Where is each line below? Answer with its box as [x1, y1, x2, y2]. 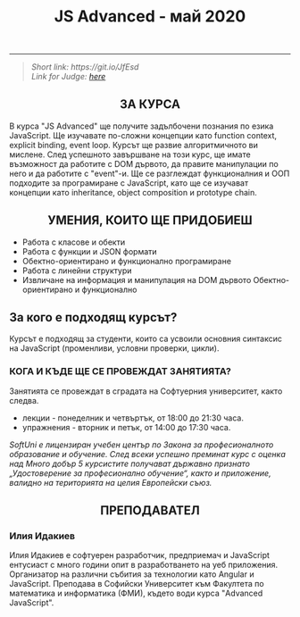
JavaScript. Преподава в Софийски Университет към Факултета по [9, 579, 265, 589]
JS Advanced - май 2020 [54, 6, 246, 27]
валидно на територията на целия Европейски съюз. [9, 477, 212, 488]
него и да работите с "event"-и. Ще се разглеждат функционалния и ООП [9, 168, 290, 179]
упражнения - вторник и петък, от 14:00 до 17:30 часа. [21, 421, 231, 432]
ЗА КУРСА [119, 96, 181, 113]
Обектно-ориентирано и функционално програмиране [21, 255, 232, 266]
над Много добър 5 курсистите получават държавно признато [9, 458, 250, 469]
